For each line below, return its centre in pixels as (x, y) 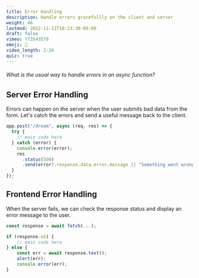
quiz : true (20, 56)
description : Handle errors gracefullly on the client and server (90, 17)
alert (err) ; (31, 259)
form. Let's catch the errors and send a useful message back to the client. (97, 115)
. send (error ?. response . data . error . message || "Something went (100, 165)
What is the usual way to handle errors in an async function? (81, 75)
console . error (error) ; (45, 148)
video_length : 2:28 (30, 50)
